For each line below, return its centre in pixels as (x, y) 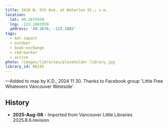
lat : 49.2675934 (27, 19)
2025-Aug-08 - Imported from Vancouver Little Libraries (73, 114)
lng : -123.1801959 (30, 24)
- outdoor (20, 43)
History (17, 102)
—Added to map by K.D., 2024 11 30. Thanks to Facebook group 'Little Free (84, 81)
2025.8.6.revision (31, 120)
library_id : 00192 (25, 67)
